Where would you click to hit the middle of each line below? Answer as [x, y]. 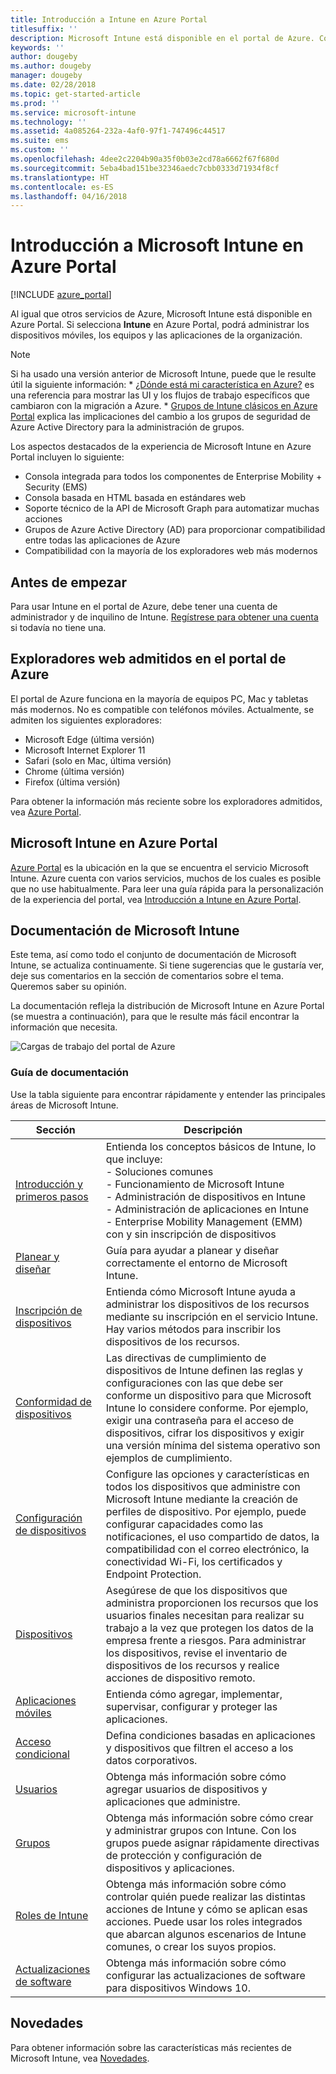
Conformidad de [53, 1401]
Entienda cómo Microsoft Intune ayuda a [200, 1291]
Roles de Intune [52, 1915]
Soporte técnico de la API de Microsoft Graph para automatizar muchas [172, 508]
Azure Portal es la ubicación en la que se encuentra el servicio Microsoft [160, 867]
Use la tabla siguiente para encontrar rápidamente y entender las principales [168, 1094]
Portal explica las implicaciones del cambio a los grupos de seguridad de [161, 417]
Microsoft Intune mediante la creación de [202, 1499]
